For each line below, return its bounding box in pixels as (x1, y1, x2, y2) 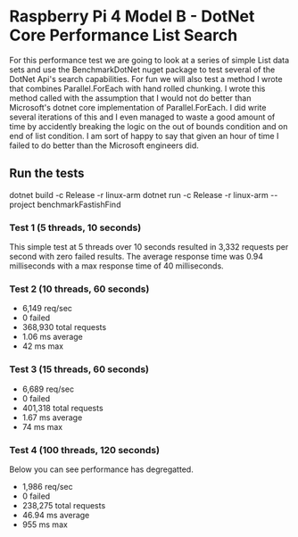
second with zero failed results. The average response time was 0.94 (9, 252, 264, 262)
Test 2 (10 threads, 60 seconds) (9, 283, 150, 295)
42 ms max (21, 341, 64, 351)
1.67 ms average (21, 412, 83, 423)
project (9, 199, 36, 210)
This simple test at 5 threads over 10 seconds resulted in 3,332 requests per (9, 242, 289, 252)
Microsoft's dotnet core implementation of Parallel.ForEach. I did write (9, 102, 267, 112)
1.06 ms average (21, 332, 83, 343)
